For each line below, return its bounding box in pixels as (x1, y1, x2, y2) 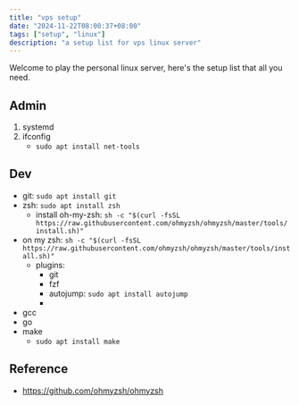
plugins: (35, 259, 65, 270)
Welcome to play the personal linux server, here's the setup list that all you (9, 63, 283, 73)
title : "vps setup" (9, 13, 82, 22)
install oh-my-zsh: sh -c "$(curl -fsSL (35, 209, 181, 220)
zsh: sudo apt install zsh (21, 199, 120, 210)
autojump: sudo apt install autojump (48, 288, 188, 299)
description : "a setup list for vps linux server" (9, 38, 202, 47)
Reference (9, 361, 69, 376)
